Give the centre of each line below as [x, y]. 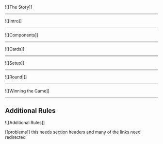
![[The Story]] [19, 7]
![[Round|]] [16, 77]
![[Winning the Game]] [27, 91]
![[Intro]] [13, 21]
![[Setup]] [15, 63]
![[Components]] [22, 35]
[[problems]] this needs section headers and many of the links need [73, 132]
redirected [15, 137]
